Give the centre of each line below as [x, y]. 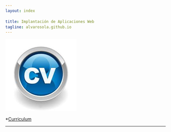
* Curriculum [19, 119]
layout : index [20, 11]
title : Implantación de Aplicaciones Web [50, 21]
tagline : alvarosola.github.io [38, 27]
